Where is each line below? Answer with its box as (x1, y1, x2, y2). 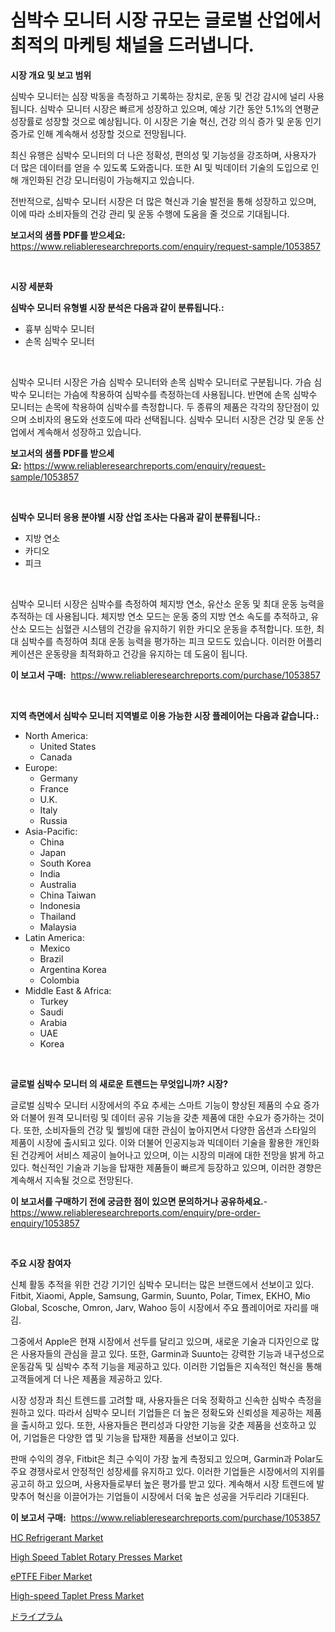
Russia (39, 814, 68, 826)
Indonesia (39, 899, 81, 911)
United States (39, 740, 97, 752)
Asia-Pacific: (24, 825, 78, 837)
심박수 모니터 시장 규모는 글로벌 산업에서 (10, 9, 322, 32)
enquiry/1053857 (10, 1217, 80, 1229)
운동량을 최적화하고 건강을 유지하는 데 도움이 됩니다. (44, 647, 248, 660)
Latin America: (24, 931, 85, 943)
